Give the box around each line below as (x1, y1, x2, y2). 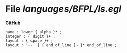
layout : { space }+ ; (5, 38, 53, 43)
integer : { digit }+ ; (5, 34, 56, 39)
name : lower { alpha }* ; (5, 29, 62, 34)
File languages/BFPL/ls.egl (5, 3, 122, 15)
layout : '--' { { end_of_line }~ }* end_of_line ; (5, 42, 117, 48)
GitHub (5, 20, 21, 26)
